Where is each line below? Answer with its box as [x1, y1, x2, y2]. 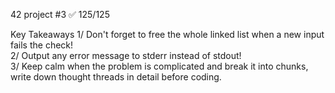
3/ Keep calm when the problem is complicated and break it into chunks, [10, 60, 309, 72]
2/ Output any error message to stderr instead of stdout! [10, 50, 242, 61]
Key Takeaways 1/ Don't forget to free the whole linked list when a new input [10, 29, 325, 40]
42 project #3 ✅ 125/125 [10, 9, 110, 20]
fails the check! [10, 39, 74, 51]
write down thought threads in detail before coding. [10, 71, 222, 83]
